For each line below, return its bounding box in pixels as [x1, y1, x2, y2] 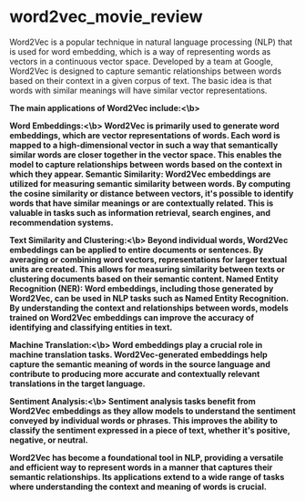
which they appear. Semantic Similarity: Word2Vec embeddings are [9, 169, 271, 179]
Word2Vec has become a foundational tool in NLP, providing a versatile [9, 452, 284, 463]
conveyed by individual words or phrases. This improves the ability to [9, 414, 278, 425]
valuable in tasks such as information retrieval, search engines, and [9, 207, 271, 218]
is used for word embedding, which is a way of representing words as [9, 46, 271, 56]
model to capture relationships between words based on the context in [9, 158, 282, 169]
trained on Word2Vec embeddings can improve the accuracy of [9, 312, 255, 322]
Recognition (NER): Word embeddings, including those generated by [9, 282, 274, 293]
